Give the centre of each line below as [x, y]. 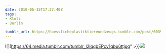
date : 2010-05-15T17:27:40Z [34, 9]
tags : [11, 14]
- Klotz [13, 18]
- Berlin [14, 23]
